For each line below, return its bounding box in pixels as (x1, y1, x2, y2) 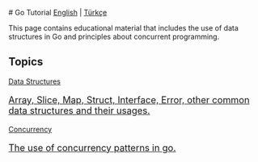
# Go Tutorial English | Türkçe (8, 8, 108, 17)
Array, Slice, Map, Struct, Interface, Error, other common (8, 93, 250, 106)
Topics (8, 55, 44, 69)
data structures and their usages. (8, 105, 150, 116)
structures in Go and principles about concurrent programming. (8, 32, 220, 41)
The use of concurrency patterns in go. (8, 142, 176, 153)
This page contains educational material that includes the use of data (8, 23, 239, 32)
